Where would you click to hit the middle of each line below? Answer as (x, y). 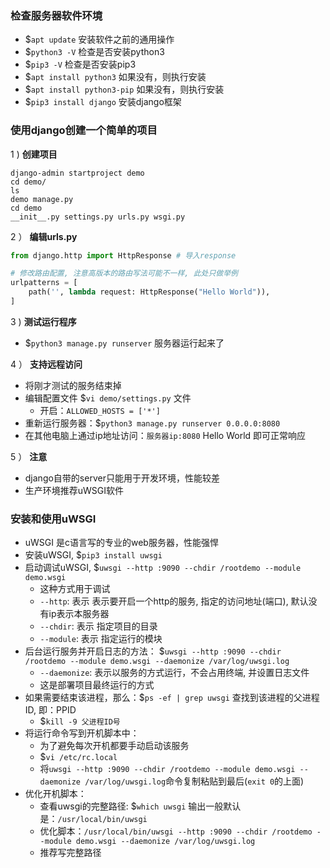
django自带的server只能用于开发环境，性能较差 (122, 478)
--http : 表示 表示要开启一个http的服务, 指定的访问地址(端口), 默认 (174, 601)
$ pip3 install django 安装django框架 (103, 102)
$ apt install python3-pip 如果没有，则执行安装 (124, 89)
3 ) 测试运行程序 (43, 321)
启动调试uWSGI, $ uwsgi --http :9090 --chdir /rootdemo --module (163, 568)
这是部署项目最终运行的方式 (97, 685)
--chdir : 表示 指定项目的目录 (98, 626)
